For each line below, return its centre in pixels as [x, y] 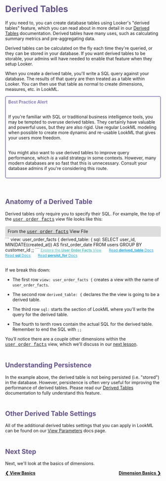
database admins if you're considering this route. [58, 168]
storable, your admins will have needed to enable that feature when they [79, 58]
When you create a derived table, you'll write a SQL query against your [77, 73]
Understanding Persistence [48, 365]
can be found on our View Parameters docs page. [56, 431]
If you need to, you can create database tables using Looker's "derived [77, 23]
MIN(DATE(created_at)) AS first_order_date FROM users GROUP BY [74, 244]
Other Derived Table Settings [51, 414]
